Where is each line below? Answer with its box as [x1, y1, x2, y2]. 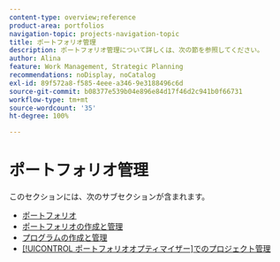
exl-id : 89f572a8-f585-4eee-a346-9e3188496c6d [9, 79, 184, 88]
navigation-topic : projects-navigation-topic [9, 29, 179, 38]
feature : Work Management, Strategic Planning [9, 63, 184, 72]
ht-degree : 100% [9, 112, 69, 120]
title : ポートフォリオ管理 [9, 37, 97, 47]
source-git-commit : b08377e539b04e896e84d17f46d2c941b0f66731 [9, 87, 243, 96]
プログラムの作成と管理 [21, 232, 108, 243]
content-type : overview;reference [9, 12, 137, 22]
